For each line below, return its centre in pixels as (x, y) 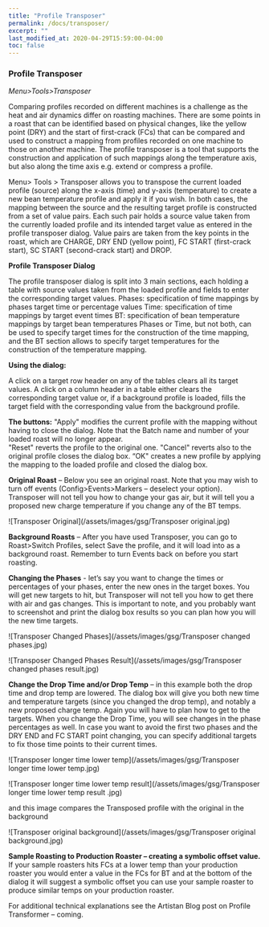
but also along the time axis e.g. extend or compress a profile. (110, 166)
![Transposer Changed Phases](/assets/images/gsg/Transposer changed (129, 636)
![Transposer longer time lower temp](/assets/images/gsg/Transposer (124, 760)
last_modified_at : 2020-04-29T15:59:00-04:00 (86, 38)
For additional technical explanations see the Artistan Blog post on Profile (130, 906)
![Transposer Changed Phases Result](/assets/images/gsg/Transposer (125, 660)
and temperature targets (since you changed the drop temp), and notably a (132, 702)
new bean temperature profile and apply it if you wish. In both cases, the (128, 199)
